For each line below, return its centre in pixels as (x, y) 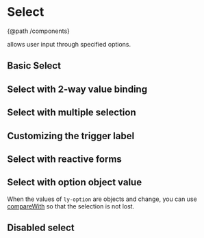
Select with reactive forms (64, 159)
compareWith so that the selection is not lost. (71, 206)
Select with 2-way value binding (77, 89)
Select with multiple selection (72, 113)
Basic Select (34, 66)
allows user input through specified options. (69, 44)
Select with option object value (75, 182)
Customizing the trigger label (71, 135)
